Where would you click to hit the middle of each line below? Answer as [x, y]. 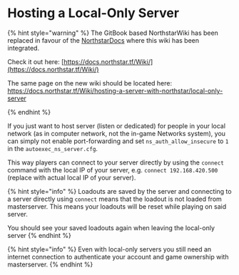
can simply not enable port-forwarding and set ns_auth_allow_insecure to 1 [118, 141]
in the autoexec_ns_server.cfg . [53, 148]
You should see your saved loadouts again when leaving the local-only [111, 228]
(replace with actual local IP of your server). [72, 177]
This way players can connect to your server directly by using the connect [116, 162]
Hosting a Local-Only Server [93, 13]
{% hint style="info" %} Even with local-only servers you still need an [110, 249]
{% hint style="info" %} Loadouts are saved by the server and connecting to [119, 191]
